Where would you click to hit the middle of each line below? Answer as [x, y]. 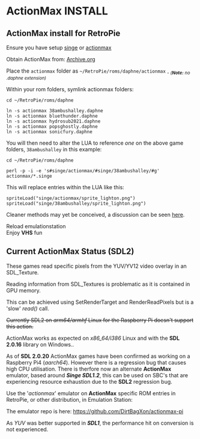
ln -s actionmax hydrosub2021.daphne [53, 121]
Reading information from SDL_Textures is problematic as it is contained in [98, 284]
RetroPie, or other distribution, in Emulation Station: [70, 399]
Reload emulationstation [36, 226]
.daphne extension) [26, 78]
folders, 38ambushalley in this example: [54, 149]
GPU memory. [23, 290]
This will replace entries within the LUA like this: [65, 187]
